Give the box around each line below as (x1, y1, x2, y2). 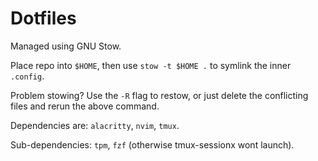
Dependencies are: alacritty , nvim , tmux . (10, 119, 180, 131)
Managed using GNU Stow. (10, 40, 122, 52)
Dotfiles (10, 7, 77, 30)
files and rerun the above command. (10, 100, 160, 112)
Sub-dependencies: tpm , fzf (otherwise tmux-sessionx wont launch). (10, 138, 295, 151)
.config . (10, 70, 45, 82)
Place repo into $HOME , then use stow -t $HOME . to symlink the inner (10, 59, 292, 71)
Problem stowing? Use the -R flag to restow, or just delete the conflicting (10, 89, 309, 101)
